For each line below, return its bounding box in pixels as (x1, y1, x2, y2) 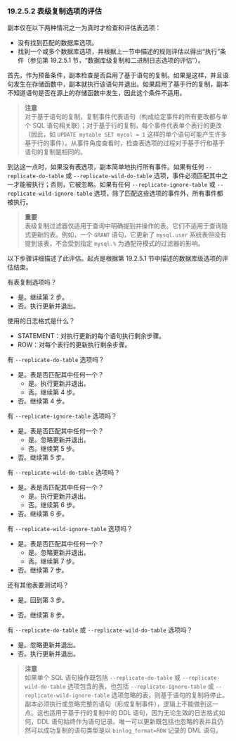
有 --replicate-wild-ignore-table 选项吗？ (7, 525, 133, 533)
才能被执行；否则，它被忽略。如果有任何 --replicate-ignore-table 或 (13, 180, 216, 189)
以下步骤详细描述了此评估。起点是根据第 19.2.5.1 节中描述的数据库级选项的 (7, 254, 223, 263)
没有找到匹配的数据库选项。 (17, 39, 98, 47)
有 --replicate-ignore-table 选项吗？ (7, 412, 117, 421)
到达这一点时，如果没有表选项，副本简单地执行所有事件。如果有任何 (7, 163, 204, 171)
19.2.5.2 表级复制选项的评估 (7, 6, 103, 15)
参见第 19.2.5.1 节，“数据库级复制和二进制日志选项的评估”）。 (29, 56, 204, 65)
